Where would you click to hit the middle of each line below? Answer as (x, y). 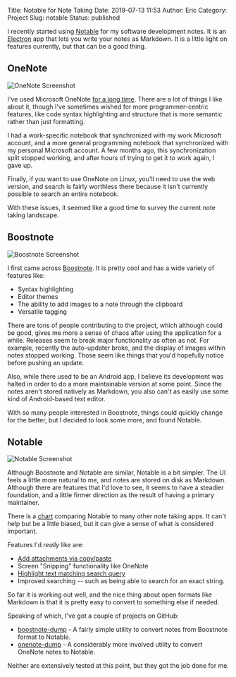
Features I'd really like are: (46, 545)
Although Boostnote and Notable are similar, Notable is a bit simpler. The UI (117, 472)
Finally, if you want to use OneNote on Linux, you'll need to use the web (111, 178)
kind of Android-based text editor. (56, 398)
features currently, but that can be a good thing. (77, 46)
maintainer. (24, 503)
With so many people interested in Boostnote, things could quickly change (115, 413)
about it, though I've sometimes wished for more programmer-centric (108, 106)
